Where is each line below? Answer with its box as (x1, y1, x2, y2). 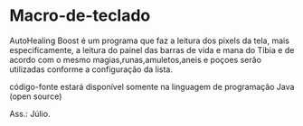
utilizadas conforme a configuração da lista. (9, 64, 174, 75)
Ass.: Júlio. (9, 108, 51, 119)
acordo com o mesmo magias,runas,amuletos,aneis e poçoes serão (9, 54, 262, 65)
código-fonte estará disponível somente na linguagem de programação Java (9, 81, 295, 92)
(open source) (9, 91, 62, 102)
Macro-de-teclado (9, 5, 151, 26)
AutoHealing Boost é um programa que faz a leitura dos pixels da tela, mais (9, 35, 289, 46)
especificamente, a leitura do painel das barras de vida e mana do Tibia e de (9, 44, 295, 55)
